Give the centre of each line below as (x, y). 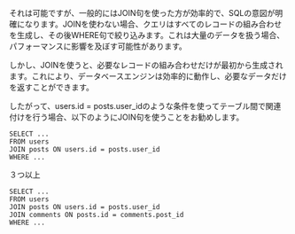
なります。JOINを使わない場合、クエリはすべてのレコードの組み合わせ (153, 24)
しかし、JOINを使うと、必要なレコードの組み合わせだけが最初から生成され (146, 65)
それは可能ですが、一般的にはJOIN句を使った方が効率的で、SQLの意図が (142, 13)
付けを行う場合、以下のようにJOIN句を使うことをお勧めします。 (127, 117)
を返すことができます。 (52, 87)
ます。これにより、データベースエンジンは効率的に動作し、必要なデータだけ (148, 76)
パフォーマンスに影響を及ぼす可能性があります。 (98, 46)
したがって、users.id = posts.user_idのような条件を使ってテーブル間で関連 (145, 106)
